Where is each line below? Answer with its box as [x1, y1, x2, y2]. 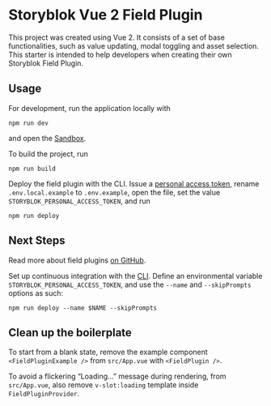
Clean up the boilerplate [8, 326, 132, 340]
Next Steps [8, 233, 66, 248]
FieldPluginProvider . [8, 389, 80, 399]
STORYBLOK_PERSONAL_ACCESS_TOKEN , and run [8, 196, 151, 206]
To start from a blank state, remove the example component [8, 347, 208, 357]
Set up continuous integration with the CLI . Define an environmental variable [8, 271, 263, 280]
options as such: [8, 288, 64, 297]
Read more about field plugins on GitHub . [8, 255, 146, 265]
